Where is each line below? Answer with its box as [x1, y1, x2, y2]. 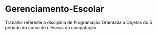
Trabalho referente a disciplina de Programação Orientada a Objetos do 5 [5, 19, 153, 25]
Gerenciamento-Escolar [5, 3, 104, 15]
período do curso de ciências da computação [5, 24, 97, 30]
